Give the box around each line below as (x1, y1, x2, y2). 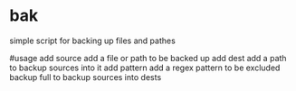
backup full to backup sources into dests (9, 71, 162, 82)
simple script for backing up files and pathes (9, 35, 177, 46)
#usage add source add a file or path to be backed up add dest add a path (9, 52, 287, 63)
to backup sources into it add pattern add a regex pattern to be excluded (9, 62, 281, 73)
